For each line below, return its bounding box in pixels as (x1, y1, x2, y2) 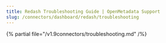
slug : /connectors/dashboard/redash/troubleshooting (6, 14, 139, 20)
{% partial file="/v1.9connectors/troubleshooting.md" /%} (6, 30, 147, 37)
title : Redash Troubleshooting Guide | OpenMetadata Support (6, 8, 161, 15)
